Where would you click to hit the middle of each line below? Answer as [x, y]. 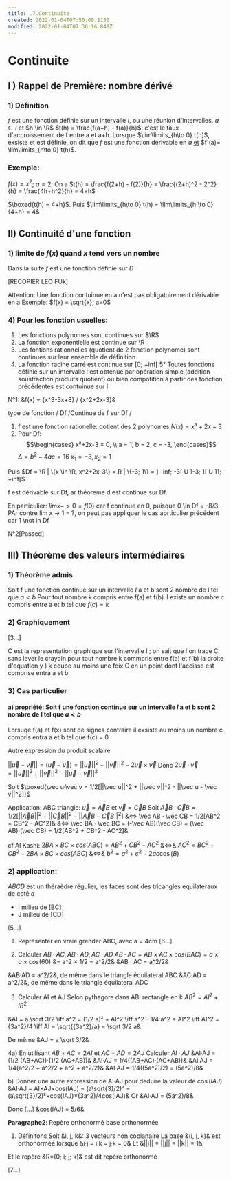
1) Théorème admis [40, 574]
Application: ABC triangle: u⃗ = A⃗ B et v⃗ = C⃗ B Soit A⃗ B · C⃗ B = [102, 808]
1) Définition [28, 106]
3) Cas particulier [37, 690]
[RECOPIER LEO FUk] [38, 281]
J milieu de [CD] [41, 914]
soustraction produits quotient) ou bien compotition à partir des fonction [120, 379]
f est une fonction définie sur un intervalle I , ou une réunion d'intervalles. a [113, 121]
